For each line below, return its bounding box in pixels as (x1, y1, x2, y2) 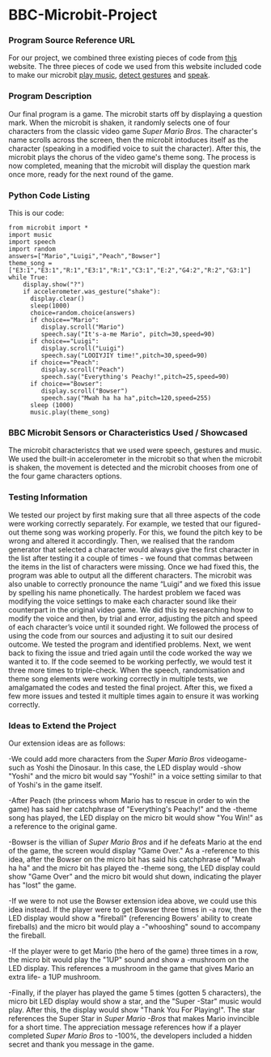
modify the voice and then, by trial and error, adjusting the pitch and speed (8, 613, 258, 623)
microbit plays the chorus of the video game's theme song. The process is (8, 152, 256, 161)
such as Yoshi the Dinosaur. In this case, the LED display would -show (8, 763, 242, 772)
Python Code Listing (8, 189, 91, 200)
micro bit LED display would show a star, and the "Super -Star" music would (8, 996, 261, 1006)
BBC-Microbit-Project (8, 6, 158, 24)
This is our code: (8, 208, 65, 218)
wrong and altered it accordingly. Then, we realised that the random (8, 535, 235, 545)
